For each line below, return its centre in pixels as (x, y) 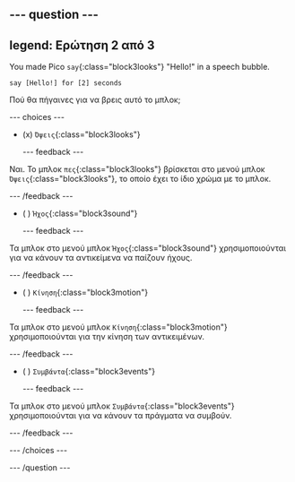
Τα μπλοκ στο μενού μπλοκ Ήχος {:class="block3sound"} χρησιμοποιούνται (148, 248)
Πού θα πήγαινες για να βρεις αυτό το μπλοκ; (95, 100)
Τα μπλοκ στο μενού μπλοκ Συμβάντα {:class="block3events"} (122, 406)
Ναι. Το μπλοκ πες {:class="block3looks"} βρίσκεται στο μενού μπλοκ (137, 169)
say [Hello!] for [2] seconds (66, 83)
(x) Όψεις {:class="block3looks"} (81, 134)
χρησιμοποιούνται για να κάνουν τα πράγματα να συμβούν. (121, 416)
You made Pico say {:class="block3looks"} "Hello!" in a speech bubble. (140, 67)
